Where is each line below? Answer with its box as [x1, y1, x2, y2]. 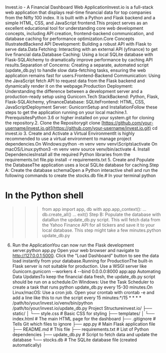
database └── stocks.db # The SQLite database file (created [12, 337, 137, 343]
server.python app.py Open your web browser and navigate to [12, 247, 140, 253]
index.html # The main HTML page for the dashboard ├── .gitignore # [12, 315, 156, 321]
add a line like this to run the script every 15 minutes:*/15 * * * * [12, 295, 142, 301]
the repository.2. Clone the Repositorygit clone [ [5, 120, 103, 126]
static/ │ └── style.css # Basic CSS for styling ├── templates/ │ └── [12, 310, 155, 316]
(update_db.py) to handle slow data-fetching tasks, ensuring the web [5, 67, 146, 73]
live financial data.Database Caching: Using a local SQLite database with [5, 51, 154, 57]
